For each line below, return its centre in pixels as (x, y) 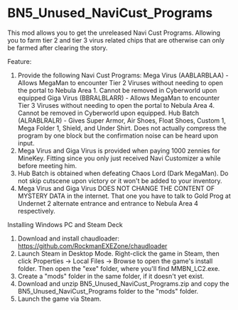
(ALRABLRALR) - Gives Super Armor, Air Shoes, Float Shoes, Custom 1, (121, 120)
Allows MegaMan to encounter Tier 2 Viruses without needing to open (120, 82)
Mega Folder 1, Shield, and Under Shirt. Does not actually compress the (122, 128)
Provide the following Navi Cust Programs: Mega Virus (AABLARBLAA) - (123, 75)
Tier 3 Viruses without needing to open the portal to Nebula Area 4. (116, 105)
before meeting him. (47, 165)
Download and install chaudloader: (68, 238)
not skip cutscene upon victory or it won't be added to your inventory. (120, 181)
